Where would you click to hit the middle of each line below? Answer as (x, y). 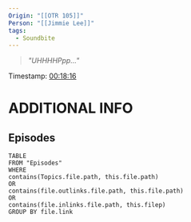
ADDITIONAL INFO (71, 108)
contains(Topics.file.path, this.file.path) (84, 177)
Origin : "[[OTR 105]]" (46, 16)
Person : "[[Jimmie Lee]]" (51, 23)
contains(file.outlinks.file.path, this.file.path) (96, 191)
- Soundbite (36, 38)
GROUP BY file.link (41, 212)
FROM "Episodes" (35, 163)
